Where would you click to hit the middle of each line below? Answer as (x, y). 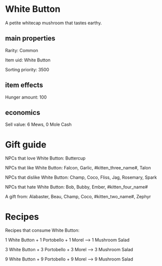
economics (23, 112)
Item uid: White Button (28, 60)
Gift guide (26, 144)
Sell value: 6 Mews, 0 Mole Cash (38, 124)
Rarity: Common (22, 50)
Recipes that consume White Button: (42, 230)
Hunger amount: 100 (26, 97)
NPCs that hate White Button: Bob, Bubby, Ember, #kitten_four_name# (77, 187)
